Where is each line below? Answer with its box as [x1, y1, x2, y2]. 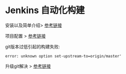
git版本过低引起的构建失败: [5, 43, 60, 49]
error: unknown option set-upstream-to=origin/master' [5, 53, 122, 58]
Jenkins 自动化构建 [5, 5, 85, 16]
